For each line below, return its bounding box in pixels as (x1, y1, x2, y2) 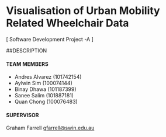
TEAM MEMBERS (6, 60, 49, 68)
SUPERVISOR (6, 111, 39, 118)
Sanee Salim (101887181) (14, 92, 74, 99)
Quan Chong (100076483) (14, 98, 78, 106)
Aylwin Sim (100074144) (14, 80, 73, 87)
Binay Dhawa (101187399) (14, 86, 77, 93)
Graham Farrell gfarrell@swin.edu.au (6, 124, 95, 132)
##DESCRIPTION (6, 47, 47, 54)
